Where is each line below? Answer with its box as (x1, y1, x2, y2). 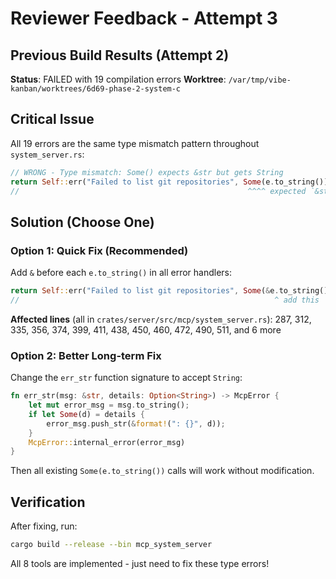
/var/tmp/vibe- (228, 75, 292, 85)
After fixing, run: (10, 520, 78, 532)
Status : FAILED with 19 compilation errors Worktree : (10, 73, 227, 85)
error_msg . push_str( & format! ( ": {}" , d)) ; (46, 418, 226, 429)
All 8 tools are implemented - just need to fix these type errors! (10, 557, 270, 569)
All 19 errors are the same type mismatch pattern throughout (10, 137, 260, 149)
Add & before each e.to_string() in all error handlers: (10, 267, 232, 279)
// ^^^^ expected (10, 186, 307, 196)
